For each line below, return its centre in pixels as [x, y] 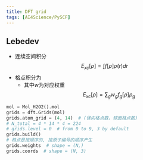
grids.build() [24, 134]
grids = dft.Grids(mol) [36, 112]
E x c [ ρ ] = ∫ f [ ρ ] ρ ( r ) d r [105, 67]
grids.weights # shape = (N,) [45, 146]
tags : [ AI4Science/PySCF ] [38, 17]
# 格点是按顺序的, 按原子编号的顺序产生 [49, 140]
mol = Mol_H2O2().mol [33, 107]
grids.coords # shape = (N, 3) [46, 151]
